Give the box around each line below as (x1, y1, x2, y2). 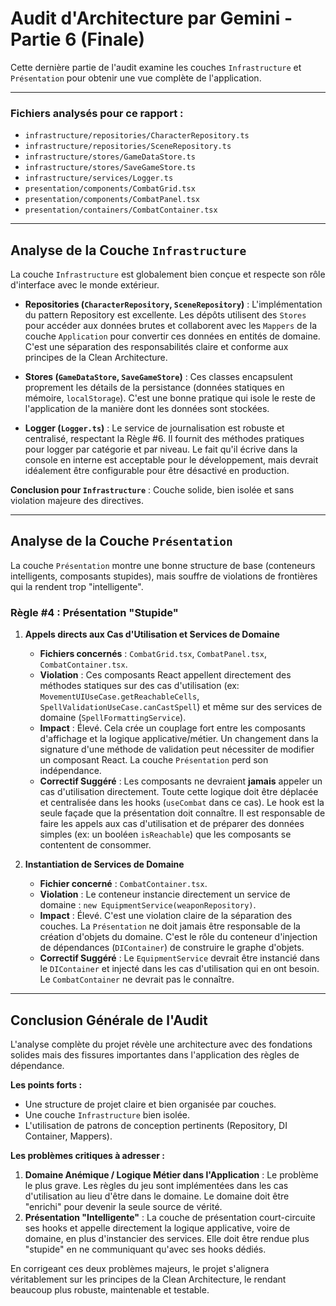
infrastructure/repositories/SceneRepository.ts (24, 142, 232, 152)
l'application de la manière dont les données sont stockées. (24, 403, 270, 415)
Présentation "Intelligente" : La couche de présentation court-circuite (24, 1211, 316, 1223)
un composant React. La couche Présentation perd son (39, 754, 269, 766)
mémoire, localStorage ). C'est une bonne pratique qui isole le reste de (24, 392, 316, 404)
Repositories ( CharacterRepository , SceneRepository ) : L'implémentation (24, 298, 323, 311)
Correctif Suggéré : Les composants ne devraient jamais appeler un (39, 775, 323, 787)
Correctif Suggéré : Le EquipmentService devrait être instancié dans (39, 952, 320, 964)
